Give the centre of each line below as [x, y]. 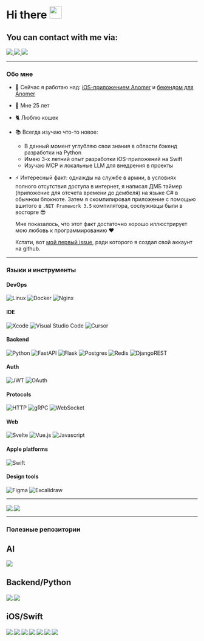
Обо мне [20, 74]
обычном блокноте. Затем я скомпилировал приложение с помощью [105, 199]
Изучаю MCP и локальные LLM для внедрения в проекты [99, 166]
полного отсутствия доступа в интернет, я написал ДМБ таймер [99, 187]
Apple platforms [27, 449]
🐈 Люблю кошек [37, 118]
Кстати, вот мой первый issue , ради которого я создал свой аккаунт [104, 242]
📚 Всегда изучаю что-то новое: [56, 132]
